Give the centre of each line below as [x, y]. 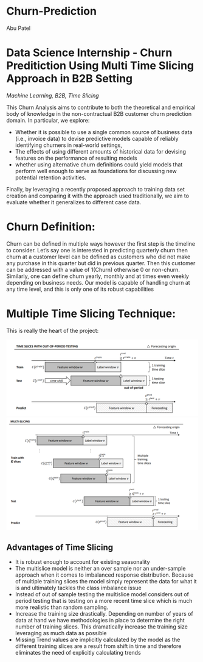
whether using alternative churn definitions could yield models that [99, 164]
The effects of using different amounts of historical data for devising [101, 151]
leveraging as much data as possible [61, 633]
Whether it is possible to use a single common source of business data [104, 132]
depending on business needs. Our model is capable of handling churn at [98, 282]
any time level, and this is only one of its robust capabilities [80, 289]
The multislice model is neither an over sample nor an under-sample [100, 569]
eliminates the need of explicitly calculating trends [78, 653]
